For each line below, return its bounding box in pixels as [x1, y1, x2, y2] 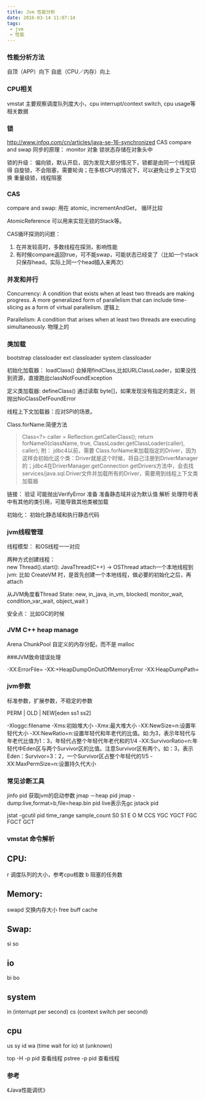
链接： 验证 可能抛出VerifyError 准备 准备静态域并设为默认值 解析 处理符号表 [7, 490, 199, 498]
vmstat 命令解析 [7, 835, 55, 844]
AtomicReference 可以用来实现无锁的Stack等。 [7, 218, 125, 225]
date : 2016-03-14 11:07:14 [7, 15, 76, 21]
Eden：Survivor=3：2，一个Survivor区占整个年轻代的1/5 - [7, 752, 153, 760]
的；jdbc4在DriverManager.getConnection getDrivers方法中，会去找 [21, 462, 194, 469]
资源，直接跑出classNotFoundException [12, 374, 112, 381]
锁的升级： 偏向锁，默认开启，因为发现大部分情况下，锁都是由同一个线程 [7, 159, 190, 166]
